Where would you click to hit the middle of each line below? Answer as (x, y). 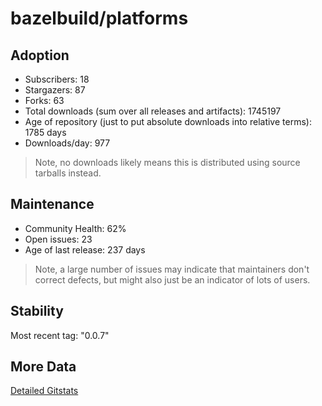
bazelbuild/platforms (99, 18)
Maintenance (52, 204)
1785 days (45, 132)
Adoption (40, 55)
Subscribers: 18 (57, 79)
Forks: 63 (44, 100)
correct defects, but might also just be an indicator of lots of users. (172, 279)
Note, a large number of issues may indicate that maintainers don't (172, 269)
